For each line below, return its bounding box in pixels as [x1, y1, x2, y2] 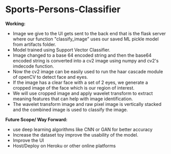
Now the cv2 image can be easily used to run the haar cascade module [12, 68, 163, 75]
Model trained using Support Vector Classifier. [12, 47, 111, 53]
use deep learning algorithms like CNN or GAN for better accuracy [12, 126, 153, 133]
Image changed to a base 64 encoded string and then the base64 [12, 52, 152, 58]
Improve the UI [12, 137, 45, 143]
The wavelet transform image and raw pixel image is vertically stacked [12, 101, 162, 107]
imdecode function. [12, 63, 54, 69]
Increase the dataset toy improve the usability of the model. [12, 131, 139, 138]
